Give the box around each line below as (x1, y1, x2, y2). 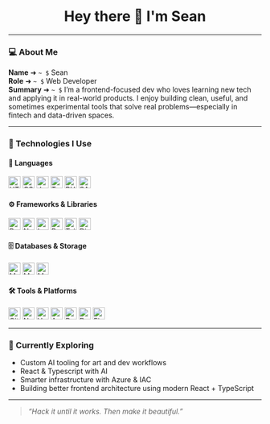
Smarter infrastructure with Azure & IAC (19, 375, 152, 385)
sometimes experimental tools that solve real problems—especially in (8, 102, 238, 112)
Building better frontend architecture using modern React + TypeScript (19, 384, 255, 393)
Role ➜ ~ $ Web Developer (8, 76, 98, 86)
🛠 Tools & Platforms (8, 286, 78, 296)
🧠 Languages (8, 158, 53, 167)
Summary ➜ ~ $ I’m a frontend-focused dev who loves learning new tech (8, 84, 252, 95)
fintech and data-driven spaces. (8, 110, 115, 120)
